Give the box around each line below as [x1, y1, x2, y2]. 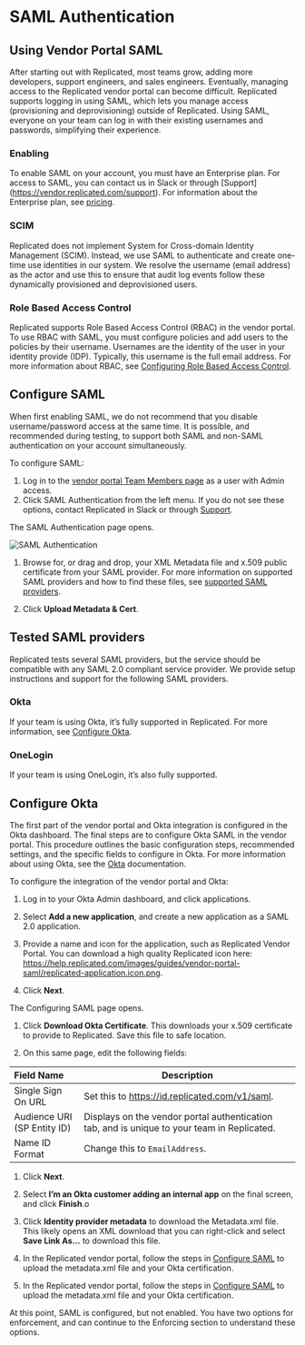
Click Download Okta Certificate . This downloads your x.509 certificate [22, 1020, 293, 1031]
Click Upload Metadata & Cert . [22, 603, 139, 614]
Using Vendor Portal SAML [9, 43, 163, 58]
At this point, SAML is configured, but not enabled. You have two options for [9, 1307, 294, 1318]
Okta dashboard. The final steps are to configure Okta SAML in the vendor [9, 829, 288, 840]
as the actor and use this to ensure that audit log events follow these [9, 269, 265, 280]
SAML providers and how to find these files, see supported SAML [22, 576, 268, 587]
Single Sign [14, 1083, 63, 1096]
